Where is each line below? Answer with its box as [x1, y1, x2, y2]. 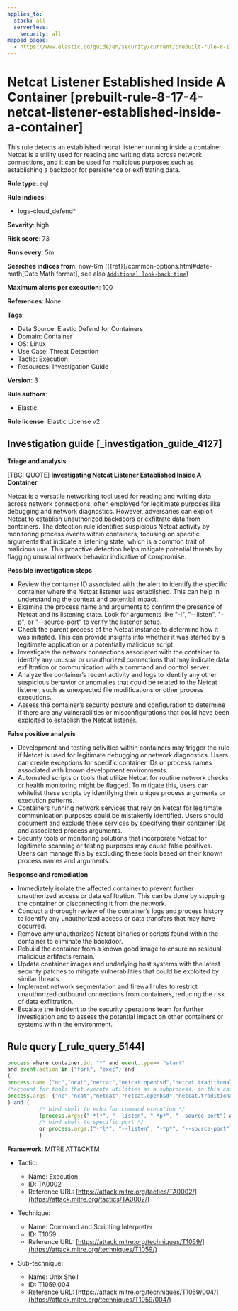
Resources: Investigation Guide [17, 362, 109, 370]
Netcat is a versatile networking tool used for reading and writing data [7, 492, 211, 500]
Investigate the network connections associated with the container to [17, 647, 220, 656]
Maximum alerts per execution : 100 [7, 283, 113, 291]
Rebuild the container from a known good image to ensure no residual [17, 944, 222, 953]
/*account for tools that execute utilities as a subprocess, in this [7, 1086, 220, 1093]
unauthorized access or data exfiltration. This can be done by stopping [17, 891, 225, 900]
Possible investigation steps [7, 566, 93, 574]
